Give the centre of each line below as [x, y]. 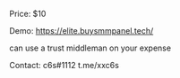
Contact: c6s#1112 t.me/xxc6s [64, 65]
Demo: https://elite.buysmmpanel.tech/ [81, 31]
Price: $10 [28, 14]
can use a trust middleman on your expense [90, 48]
